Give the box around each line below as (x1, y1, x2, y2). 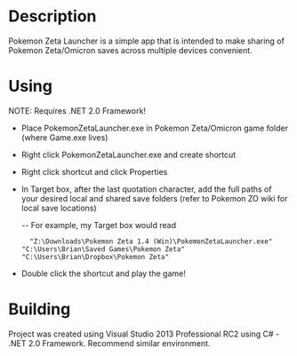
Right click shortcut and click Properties (20, 166, 168, 177)
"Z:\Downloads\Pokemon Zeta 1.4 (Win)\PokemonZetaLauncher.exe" (29, 237, 273, 246)
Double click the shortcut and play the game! (20, 268, 186, 279)
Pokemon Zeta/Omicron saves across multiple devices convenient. (8, 44, 253, 55)
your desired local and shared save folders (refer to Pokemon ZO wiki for (20, 193, 288, 203)
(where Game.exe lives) (20, 131, 108, 143)
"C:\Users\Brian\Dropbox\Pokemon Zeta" (20, 252, 170, 261)
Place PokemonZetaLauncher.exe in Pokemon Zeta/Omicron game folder (20, 123, 288, 133)
